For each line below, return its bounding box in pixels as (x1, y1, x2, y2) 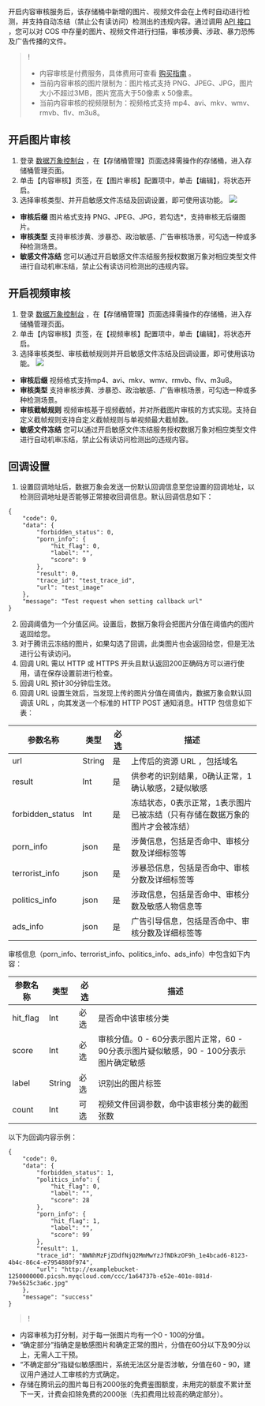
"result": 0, (36, 570, 80, 578)
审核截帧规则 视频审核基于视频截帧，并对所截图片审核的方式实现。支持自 (19, 405, 257, 414)
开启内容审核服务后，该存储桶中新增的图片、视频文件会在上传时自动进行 (8, 7, 243, 16)
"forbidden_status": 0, (36, 528, 114, 537)
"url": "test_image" (36, 583, 104, 592)
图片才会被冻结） (131, 821, 195, 832)
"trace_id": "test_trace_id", (36, 577, 136, 585)
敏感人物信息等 (147, 901, 203, 912)
